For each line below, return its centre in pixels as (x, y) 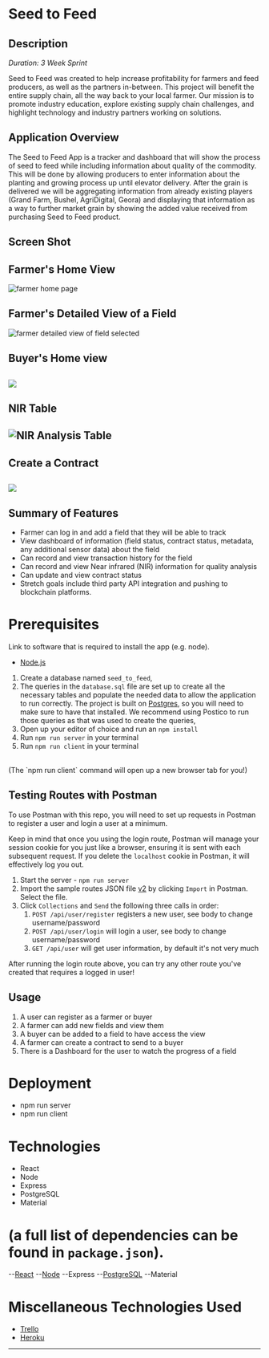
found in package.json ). (86, 1252)
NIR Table (33, 409)
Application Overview (64, 138)
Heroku (32, 1338)
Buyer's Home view (58, 358)
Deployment (50, 1083)
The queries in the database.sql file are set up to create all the (122, 686)
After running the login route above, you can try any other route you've (125, 963)
